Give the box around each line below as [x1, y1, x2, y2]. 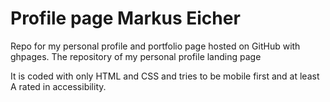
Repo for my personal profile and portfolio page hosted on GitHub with [10, 40, 301, 52]
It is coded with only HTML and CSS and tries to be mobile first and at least [10, 70, 320, 82]
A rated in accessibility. [10, 80, 107, 92]
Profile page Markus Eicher [10, 7, 241, 30]
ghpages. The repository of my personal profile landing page [10, 50, 262, 62]
